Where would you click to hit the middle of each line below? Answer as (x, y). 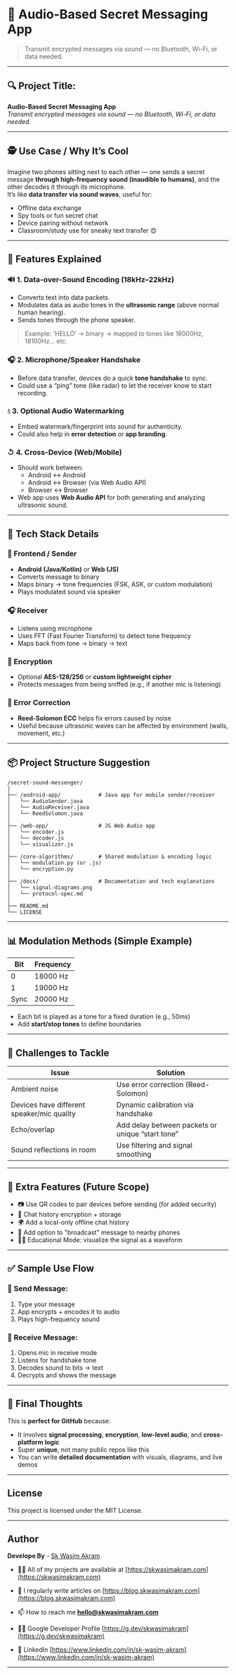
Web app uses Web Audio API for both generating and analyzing (111, 498)
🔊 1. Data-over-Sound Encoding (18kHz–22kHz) (91, 279)
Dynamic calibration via (155, 1105)
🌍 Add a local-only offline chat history (73, 1222)
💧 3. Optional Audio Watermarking (66, 411)
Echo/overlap (33, 1129)
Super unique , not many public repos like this (83, 1449)
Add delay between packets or (167, 1125)
